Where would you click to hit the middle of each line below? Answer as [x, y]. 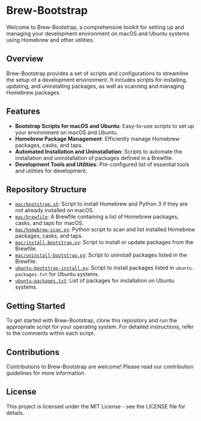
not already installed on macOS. [54, 210]
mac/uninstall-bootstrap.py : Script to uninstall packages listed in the [101, 255]
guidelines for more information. [46, 373]
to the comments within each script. [51, 333]
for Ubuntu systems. [74, 274]
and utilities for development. [51, 171]
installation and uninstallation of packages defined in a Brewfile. [94, 158]
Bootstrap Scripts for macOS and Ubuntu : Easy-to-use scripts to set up [104, 126]
